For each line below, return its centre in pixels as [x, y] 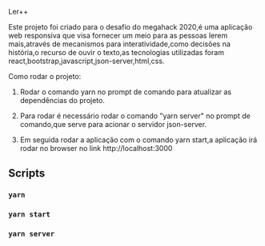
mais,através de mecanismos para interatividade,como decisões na [119, 44]
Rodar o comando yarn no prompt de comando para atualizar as [126, 92]
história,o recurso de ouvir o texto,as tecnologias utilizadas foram [116, 52]
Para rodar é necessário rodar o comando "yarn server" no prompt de [135, 116]
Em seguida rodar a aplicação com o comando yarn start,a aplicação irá [139, 140]
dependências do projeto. [62, 100]
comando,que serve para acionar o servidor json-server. [113, 124]
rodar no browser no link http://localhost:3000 [96, 148]
